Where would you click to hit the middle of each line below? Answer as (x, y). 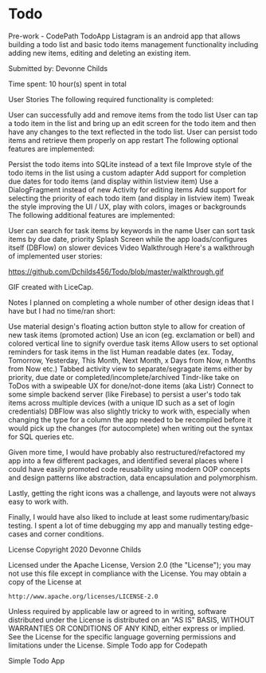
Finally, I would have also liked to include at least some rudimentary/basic (129, 517)
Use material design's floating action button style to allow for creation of (127, 326)
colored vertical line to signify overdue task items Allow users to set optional (133, 343)
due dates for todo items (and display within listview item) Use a (113, 181)
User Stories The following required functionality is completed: (111, 99)
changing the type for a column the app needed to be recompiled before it (130, 419)
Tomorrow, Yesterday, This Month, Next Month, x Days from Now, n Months (132, 360)
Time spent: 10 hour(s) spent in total (68, 84)
